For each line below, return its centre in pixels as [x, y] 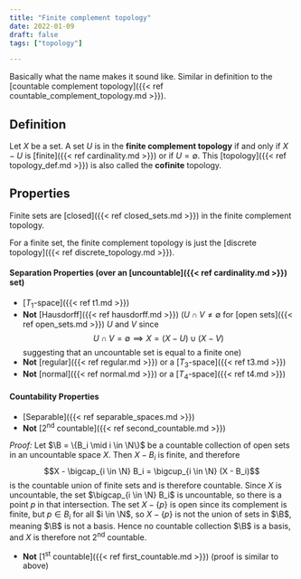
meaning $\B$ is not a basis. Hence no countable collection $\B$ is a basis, [150, 526]
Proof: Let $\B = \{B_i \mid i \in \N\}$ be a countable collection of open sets [150, 445]
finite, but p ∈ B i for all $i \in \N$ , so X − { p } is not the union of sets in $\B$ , [150, 515]
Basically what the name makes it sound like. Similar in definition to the [141, 77]
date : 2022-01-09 [42, 26]
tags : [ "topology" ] [46, 43]
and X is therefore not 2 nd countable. [78, 536]
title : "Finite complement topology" [80, 18]
